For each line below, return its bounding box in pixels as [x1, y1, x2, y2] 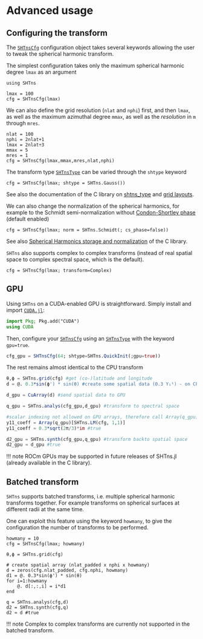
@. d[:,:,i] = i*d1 [17, 583, 66, 589]
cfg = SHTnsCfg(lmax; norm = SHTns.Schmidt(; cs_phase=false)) [6, 227, 169, 233]
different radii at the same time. [6, 506, 85, 513]
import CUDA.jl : [6, 306, 45, 314]
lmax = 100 [6, 91, 34, 97]
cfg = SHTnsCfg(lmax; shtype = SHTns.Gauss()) [6, 180, 126, 186]
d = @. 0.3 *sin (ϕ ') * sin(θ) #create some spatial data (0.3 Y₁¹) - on [6, 381, 190, 388]
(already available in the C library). [6, 459, 92, 466]
